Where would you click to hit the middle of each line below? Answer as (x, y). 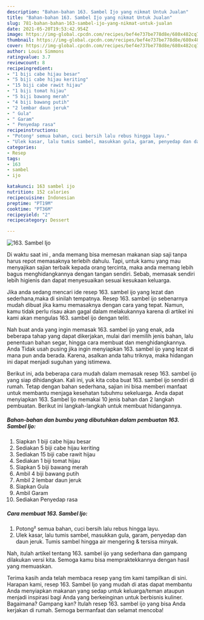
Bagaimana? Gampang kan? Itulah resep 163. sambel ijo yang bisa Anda (96, 604)
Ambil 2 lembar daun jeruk (48, 480)
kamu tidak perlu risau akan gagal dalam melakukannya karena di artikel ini (100, 312)
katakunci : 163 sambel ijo (41, 187)
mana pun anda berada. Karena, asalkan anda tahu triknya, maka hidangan (100, 355)
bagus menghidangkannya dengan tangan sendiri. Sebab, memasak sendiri (101, 274)
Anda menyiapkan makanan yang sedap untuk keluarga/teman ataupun (96, 591)
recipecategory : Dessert (38, 220)
